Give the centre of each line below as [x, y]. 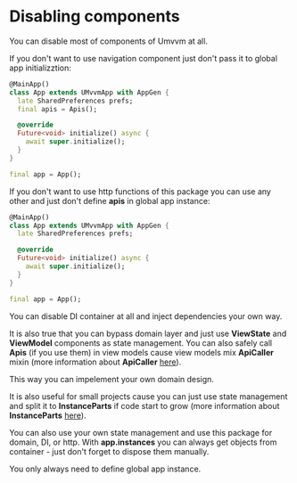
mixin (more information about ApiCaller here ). [95, 362]
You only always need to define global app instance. [105, 469]
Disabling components [95, 16]
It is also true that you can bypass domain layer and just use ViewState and [148, 333]
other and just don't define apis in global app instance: [110, 201]
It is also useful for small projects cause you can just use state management [148, 396]
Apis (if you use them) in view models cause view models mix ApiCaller [141, 352]
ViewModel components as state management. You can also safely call [141, 343]
